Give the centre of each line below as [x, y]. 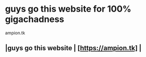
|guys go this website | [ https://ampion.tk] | [73, 48]
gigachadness [35, 19]
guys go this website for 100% [68, 9]
